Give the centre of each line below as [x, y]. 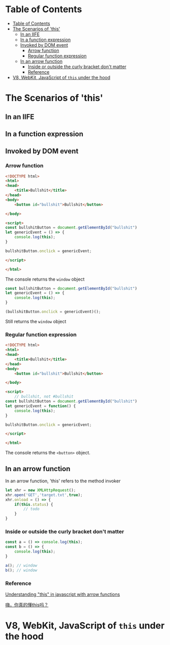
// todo [31, 509]
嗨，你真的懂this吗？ [27, 605]
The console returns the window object [45, 279]
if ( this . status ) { [34, 504]
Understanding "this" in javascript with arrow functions [63, 594]
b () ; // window [21, 570]
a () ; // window [21, 565]
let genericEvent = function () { [41, 406]
